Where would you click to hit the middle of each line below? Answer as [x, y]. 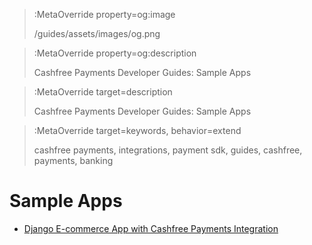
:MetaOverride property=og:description [115, 53]
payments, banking [73, 160]
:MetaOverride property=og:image [104, 14]
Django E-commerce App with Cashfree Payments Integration [151, 228]
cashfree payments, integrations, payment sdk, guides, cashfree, [168, 150]
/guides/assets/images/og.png [97, 33]
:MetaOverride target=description [103, 92]
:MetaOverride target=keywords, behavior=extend [137, 130]
